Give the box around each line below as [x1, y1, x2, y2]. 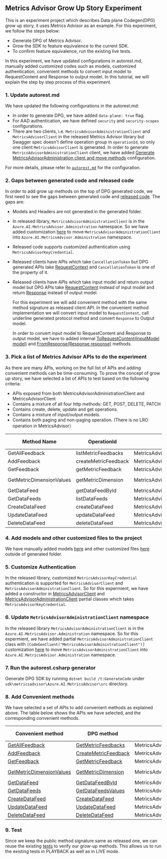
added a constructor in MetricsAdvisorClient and [5, 591, 105, 597]
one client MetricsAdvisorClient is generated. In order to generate [12, 144, 149, 150]
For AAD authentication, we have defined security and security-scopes [12, 118, 160, 124]
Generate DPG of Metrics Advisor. [12, 37, 82, 43]
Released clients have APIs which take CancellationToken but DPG [12, 259, 149, 265]
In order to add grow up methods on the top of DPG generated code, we [5, 188, 153, 194]
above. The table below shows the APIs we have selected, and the [5, 710, 141, 716]
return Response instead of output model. [12, 289, 98, 296]
